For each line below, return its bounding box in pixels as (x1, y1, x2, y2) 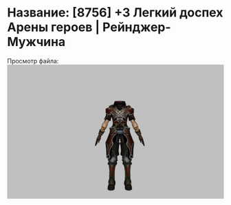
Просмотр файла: (7, 56, 59, 65)
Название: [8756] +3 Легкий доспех (7, 5, 223, 21)
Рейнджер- (102, 19, 171, 35)
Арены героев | (7, 19, 100, 35)
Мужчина (7, 34, 66, 50)
